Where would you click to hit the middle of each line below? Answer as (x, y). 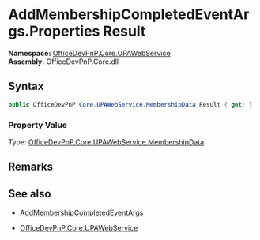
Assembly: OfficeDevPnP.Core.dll (64, 62)
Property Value (38, 125)
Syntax (26, 86)
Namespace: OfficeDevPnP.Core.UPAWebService (90, 53)
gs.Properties (54, 31)
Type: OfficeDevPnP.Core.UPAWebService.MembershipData (106, 142)
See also (30, 194)
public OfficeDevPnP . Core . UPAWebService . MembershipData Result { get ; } (130, 104)
